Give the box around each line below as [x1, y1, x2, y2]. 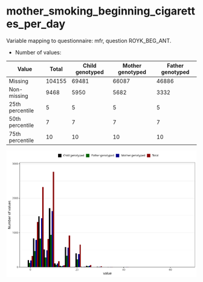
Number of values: [14, 48, 62, 56]
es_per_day [6, 17, 65, 31]
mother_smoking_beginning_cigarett [6, 4, 195, 18]
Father [167, 62, 184, 69]
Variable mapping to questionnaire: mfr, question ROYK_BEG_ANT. [6, 37, 172, 44]
